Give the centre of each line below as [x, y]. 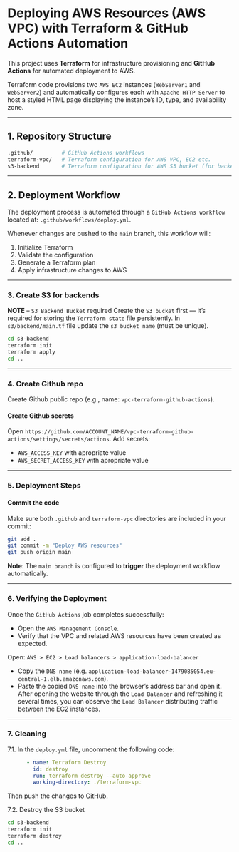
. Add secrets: [130, 439]
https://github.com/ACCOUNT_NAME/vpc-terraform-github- [109, 432]
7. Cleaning [27, 734]
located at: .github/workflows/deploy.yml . [69, 220]
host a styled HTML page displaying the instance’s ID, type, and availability [117, 99]
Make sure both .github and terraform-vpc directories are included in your [117, 518]
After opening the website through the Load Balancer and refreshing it [120, 694]
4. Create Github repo [46, 384]
